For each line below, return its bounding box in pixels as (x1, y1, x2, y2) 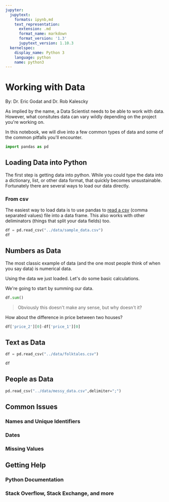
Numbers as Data (5, 247, 61, 255)
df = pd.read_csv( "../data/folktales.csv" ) (5, 352, 99, 357)
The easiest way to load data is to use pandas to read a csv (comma (5, 207, 148, 213)
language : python (14, 55, 51, 60)
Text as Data (5, 338, 46, 347)
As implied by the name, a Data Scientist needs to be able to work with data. (5, 108, 165, 115)
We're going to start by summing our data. (5, 285, 94, 291)
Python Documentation (5, 476, 64, 483)
